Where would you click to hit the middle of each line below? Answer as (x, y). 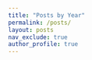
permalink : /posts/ (40, 23)
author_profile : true (43, 44)
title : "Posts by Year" (47, 15)
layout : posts (31, 30)
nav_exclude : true (38, 37)
